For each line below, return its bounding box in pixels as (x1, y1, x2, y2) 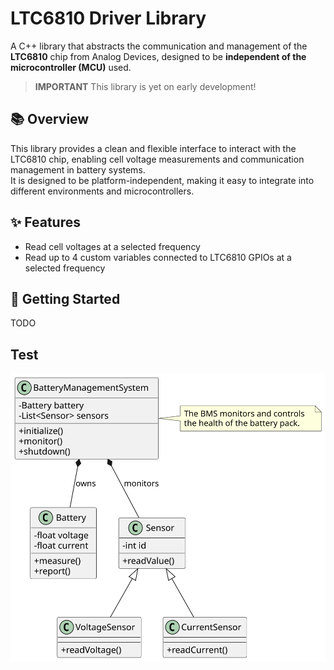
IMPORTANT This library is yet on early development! (34, 80, 257, 92)
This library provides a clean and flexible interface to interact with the (10, 142, 297, 154)
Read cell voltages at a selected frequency (24, 240, 201, 252)
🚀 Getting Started (10, 290, 121, 307)
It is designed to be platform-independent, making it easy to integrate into (10, 174, 315, 186)
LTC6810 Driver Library (10, 7, 207, 30)
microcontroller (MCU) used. (10, 61, 132, 73)
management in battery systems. (10, 163, 146, 176)
